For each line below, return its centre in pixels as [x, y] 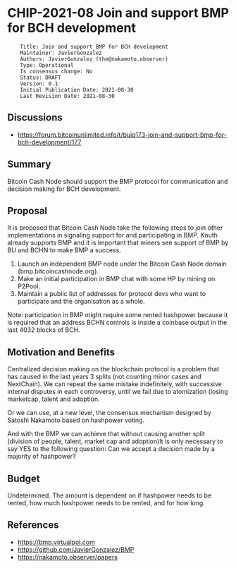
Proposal [27, 210]
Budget [24, 478]
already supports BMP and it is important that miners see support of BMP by [118, 243]
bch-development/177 [49, 142]
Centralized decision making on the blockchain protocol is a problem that [113, 369]
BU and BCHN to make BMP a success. [64, 250]
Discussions [35, 118]
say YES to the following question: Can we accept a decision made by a [111, 449]
